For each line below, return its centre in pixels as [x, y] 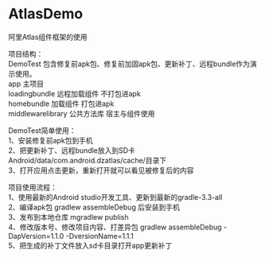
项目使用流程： [33, 187]
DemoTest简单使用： [42, 130]
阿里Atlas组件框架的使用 [48, 37]
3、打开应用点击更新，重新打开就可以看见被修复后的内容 [101, 170]
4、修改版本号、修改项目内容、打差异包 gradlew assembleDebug [115, 227]
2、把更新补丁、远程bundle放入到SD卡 [72, 150]
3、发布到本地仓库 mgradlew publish [68, 217]
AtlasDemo [46, 14]
